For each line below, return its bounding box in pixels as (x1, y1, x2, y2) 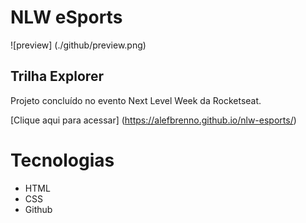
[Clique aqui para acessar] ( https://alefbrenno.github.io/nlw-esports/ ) (10, 114, 297, 126)
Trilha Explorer (10, 68, 104, 85)
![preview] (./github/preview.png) (10, 39, 147, 51)
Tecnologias (10, 149, 115, 171)
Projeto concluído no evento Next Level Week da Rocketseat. (10, 94, 262, 106)
